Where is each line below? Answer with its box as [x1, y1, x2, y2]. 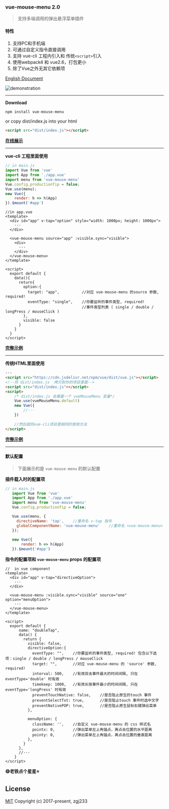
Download [5, 99, 27, 106]
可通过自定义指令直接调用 [12, 46, 66, 52]
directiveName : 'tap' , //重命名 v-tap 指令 [16, 519, 112, 524]
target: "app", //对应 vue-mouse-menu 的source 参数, [27, 290, 159, 295]
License [5, 785, 31, 793]
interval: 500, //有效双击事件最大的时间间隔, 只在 [32, 671, 138, 676]
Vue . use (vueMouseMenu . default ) [14, 398, 80, 403]
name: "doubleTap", [18, 628, 59, 633]
